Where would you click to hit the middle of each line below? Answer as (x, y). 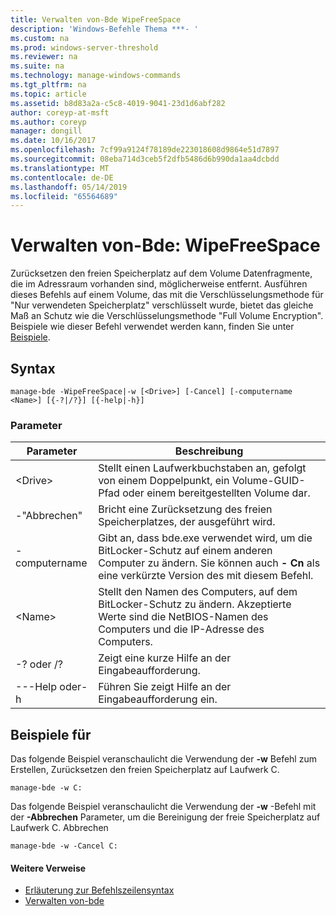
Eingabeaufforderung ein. (158, 699)
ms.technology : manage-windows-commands (96, 76)
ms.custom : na (40, 38)
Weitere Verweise (48, 868)
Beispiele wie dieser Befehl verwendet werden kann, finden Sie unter (152, 327)
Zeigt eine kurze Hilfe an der (165, 658)
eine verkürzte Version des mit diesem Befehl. (206, 576)
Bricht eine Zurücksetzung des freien (185, 509)
